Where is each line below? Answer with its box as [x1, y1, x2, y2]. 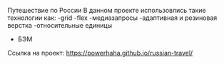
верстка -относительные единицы [7, 21, 113, 29]
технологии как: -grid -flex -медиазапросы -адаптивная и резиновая [7, 14, 218, 22]
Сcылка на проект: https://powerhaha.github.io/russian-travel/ [7, 49, 193, 57]
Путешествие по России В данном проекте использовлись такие [7, 6, 206, 14]
